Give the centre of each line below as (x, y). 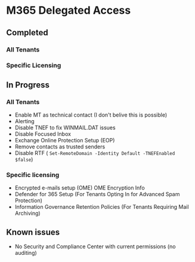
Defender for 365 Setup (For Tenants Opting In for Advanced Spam (97, 194)
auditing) (26, 253)
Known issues (33, 232)
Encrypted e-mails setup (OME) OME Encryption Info (80, 188)
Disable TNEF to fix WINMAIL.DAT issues (65, 128)
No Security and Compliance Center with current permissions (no (95, 246)
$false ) (24, 160)
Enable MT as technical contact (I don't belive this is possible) (91, 115)
